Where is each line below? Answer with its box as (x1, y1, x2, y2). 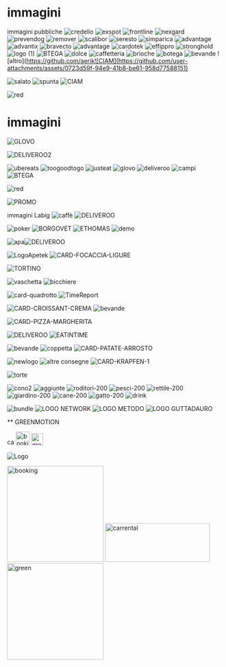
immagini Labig (7, 211, 50, 219)
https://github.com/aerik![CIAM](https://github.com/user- (26, 56, 188, 65)
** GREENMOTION (7, 417, 60, 426)
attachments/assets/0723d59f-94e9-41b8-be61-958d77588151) (7, 64, 188, 72)
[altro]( (7, 56, 27, 65)
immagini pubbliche (7, 27, 63, 36)
